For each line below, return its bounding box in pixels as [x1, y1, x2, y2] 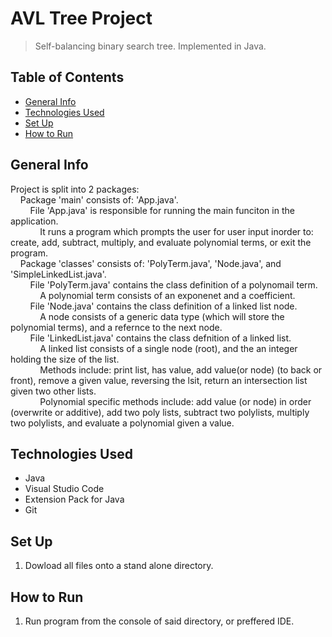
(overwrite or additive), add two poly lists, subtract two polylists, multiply [10, 406, 310, 418]
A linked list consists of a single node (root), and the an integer [39, 342, 298, 354]
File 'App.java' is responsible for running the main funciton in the [29, 204, 295, 216]
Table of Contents [10, 69, 125, 86]
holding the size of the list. [10, 353, 120, 365]
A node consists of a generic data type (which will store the [39, 310, 285, 322]
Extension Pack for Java [24, 493, 125, 506]
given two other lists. [10, 385, 97, 397]
